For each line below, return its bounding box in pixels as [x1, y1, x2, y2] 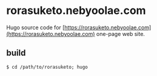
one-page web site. [96, 30, 145, 37]
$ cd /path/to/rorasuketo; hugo [6, 64, 88, 70]
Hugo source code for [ [6, 24, 65, 31]
